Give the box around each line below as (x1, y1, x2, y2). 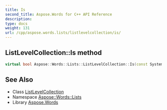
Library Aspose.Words (12, 99, 59, 105)
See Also (5, 75, 33, 84)
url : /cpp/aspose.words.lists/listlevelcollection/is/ (5, 30, 121, 35)
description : (5, 16, 32, 21)
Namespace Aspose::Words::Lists (12, 94, 82, 100)
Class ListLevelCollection (12, 89, 64, 95)
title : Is (5, 7, 26, 12)
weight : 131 (5, 26, 30, 31)
